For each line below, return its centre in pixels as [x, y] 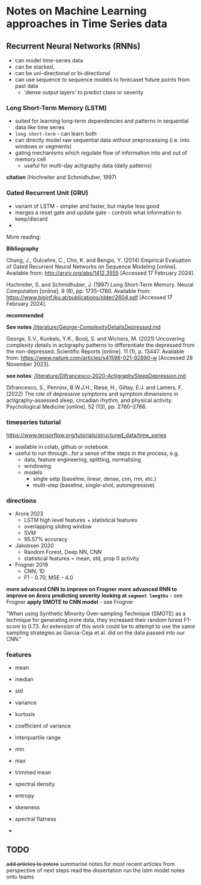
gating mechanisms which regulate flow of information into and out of [101, 153]
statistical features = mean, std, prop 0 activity [81, 558]
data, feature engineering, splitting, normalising [82, 459]
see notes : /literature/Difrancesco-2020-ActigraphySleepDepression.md [96, 376]
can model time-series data [49, 60]
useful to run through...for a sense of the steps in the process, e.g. [97, 453]
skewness [27, 807]
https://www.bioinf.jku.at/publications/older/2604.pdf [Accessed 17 [89, 297]
